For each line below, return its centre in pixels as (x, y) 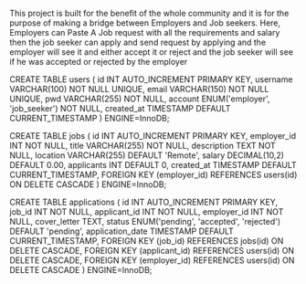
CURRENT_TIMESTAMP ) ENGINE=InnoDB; (90, 118)
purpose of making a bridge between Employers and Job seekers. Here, (145, 23)
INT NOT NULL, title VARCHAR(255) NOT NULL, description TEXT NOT (142, 146)
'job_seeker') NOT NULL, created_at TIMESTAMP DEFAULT (120, 108)
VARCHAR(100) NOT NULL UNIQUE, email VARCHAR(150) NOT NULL (139, 89)
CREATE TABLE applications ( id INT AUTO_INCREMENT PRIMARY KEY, (144, 202)
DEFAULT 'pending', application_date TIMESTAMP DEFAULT (122, 231)
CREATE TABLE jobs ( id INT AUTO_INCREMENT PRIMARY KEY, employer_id (153, 136)
